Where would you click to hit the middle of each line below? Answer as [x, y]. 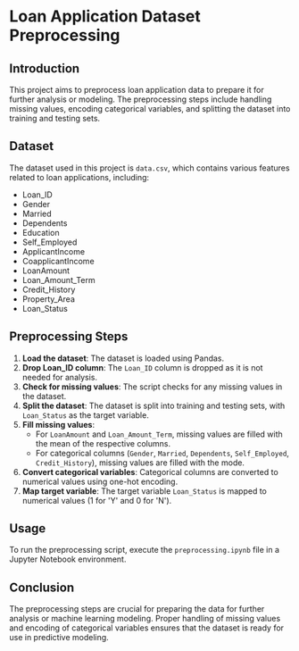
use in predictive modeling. [59, 638]
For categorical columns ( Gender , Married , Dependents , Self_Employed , [162, 453]
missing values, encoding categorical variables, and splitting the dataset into [150, 108]
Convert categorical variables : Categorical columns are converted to [150, 472]
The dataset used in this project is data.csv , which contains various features [149, 168]
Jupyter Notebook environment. [68, 559]
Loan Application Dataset [105, 17]
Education [41, 232]
